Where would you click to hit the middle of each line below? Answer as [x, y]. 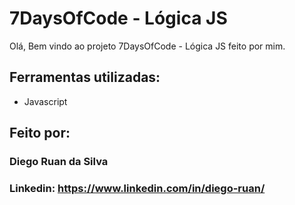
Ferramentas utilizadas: [85, 77]
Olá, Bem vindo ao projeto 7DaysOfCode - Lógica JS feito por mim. [147, 46]
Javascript [45, 101]
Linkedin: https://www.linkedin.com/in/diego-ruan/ [137, 188]
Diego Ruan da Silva [59, 162]
